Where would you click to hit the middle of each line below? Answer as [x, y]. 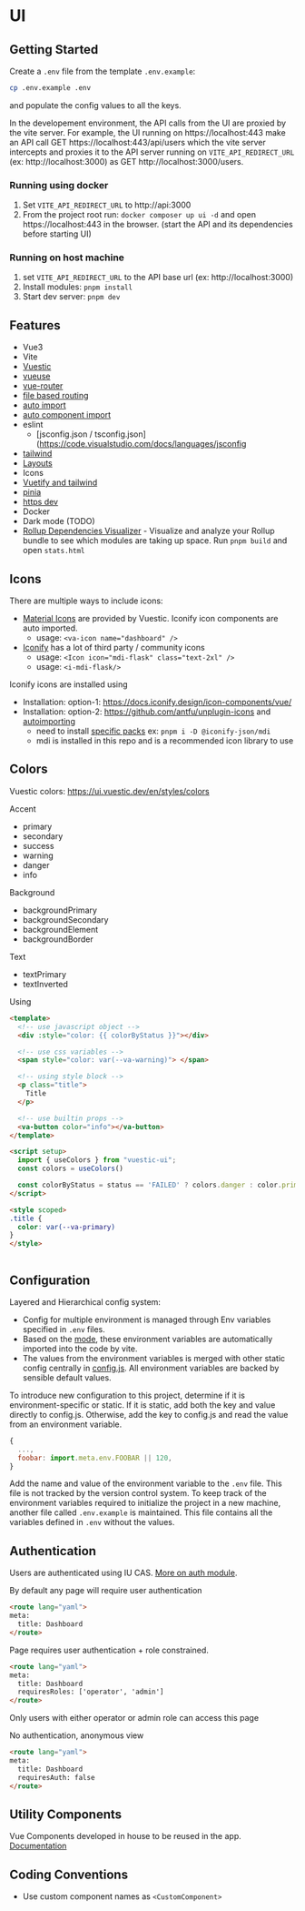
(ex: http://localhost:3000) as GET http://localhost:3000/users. [127, 161]
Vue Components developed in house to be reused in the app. [126, 1836]
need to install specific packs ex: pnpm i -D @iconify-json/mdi [153, 731]
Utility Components [66, 1814]
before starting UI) [57, 234]
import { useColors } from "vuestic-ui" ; [97, 1160]
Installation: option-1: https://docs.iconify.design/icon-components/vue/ [157, 703]
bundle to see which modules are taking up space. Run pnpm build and [155, 541]
